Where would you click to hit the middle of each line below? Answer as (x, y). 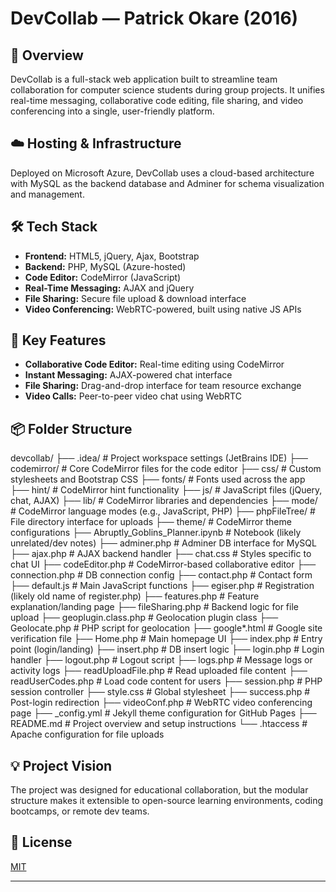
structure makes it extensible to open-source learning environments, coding (167, 801)
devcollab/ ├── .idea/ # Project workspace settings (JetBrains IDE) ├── (159, 458)
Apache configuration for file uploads (87, 734)
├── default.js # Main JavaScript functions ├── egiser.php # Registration (162, 586)
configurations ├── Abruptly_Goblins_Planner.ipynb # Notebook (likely (156, 533)
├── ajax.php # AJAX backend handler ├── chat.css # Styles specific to (161, 554)
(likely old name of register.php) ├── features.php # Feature (135, 596)
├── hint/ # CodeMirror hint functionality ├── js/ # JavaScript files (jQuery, (166, 490)
